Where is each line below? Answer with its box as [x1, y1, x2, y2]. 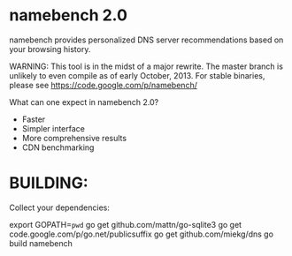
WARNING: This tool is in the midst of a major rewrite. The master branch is [9, 61, 283, 72]
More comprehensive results [21, 132, 127, 143]
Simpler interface [21, 123, 86, 133]
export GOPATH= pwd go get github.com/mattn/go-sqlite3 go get [9, 219, 242, 230]
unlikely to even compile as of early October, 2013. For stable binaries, [9, 70, 265, 80]
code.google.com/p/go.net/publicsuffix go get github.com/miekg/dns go [9, 229, 274, 239]
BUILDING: [9, 173, 88, 193]
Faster [21, 114, 46, 124]
